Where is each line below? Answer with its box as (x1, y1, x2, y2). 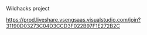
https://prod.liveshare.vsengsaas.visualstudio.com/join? (6, 16, 141, 23)
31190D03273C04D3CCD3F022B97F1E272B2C (6, 23, 121, 29)
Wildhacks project (6, 5, 50, 12)
